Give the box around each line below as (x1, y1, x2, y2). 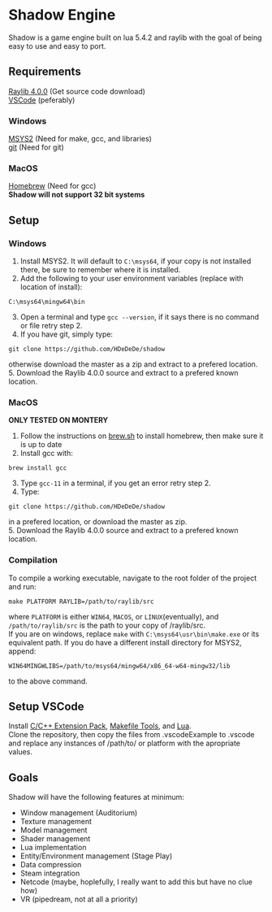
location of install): (19, 282, 83, 292)
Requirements (8, 65, 81, 79)
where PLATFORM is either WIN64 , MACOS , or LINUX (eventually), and (8, 611, 219, 621)
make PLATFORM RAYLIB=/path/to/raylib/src (8, 597, 154, 606)
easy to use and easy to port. (8, 41, 106, 50)
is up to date (19, 440, 63, 449)
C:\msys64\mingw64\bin (8, 298, 85, 306)
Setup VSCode (8, 700, 84, 714)
